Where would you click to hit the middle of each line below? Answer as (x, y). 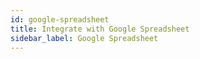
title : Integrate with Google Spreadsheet (100, 29)
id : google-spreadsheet (60, 19)
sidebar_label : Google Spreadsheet (84, 38)
